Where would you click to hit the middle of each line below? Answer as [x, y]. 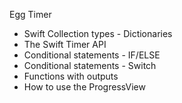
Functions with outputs [71, 76]
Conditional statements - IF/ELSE [92, 55]
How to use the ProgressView [84, 87]
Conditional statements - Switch [90, 65]
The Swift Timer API [65, 44]
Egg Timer [30, 14]
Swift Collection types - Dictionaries [98, 33]
